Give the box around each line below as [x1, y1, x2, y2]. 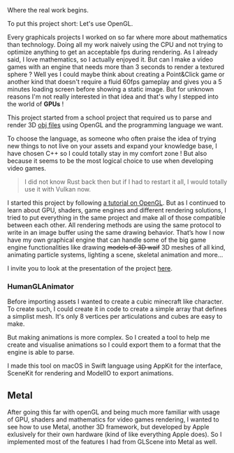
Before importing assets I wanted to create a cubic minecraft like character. [7, 297, 224, 306]
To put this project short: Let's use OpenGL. [7, 20, 133, 27]
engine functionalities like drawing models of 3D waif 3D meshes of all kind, [7, 243, 226, 251]
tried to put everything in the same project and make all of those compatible [7, 213, 226, 222]
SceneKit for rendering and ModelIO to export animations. [7, 369, 174, 377]
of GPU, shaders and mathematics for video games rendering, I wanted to [7, 415, 219, 424]
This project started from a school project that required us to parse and [7, 113, 212, 122]
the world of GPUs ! [7, 100, 64, 108]
